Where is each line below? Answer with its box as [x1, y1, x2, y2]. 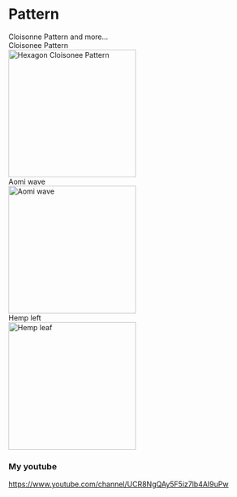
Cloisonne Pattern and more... [8, 32, 109, 41]
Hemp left [8, 312, 42, 322]
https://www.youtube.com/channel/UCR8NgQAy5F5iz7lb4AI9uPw [8, 479, 229, 489]
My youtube [8, 460, 58, 472]
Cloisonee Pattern [8, 40, 69, 50]
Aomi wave [8, 177, 46, 186]
